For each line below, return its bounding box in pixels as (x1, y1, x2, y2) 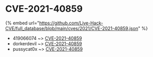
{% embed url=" (5, 20, 40, 26)
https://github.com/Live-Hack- (39, 20, 104, 26)
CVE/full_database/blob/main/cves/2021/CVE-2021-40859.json (5, 25, 139, 31)
